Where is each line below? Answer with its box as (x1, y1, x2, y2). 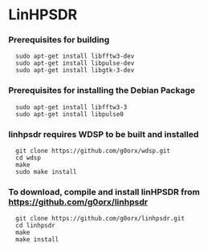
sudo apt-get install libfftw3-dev (15, 52, 135, 61)
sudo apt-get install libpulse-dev (15, 59, 135, 67)
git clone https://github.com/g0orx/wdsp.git (15, 147, 171, 155)
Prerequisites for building (8, 34, 110, 46)
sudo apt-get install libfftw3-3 (15, 103, 128, 111)
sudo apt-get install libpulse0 (15, 110, 124, 118)
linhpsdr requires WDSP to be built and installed (8, 128, 199, 139)
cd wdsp (15, 154, 42, 162)
